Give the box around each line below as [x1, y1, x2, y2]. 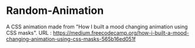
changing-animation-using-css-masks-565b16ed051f [6, 35, 136, 42]
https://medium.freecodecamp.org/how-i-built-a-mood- [52, 29, 190, 36]
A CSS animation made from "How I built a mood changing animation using [6, 23, 188, 30]
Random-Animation [6, 4, 104, 17]
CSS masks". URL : [6, 29, 52, 36]
